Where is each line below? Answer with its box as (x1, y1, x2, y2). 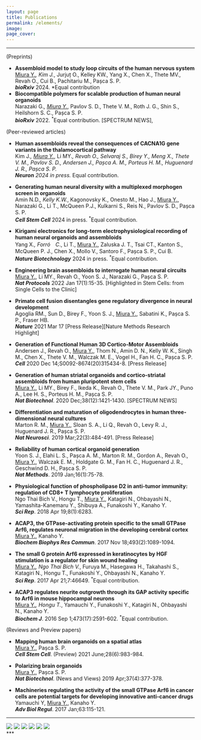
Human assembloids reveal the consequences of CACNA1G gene (14, 139, 179, 147)
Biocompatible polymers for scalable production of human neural (14, 90, 181, 98)
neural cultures (47, 415, 87, 422)
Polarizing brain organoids (14, 662, 83, 669)
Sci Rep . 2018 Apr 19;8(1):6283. (14, 508, 93, 515)
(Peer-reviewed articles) (6, 128, 66, 135)
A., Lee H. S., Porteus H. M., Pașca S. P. (14, 390, 113, 398)
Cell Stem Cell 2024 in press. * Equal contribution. (14, 215, 138, 223)
